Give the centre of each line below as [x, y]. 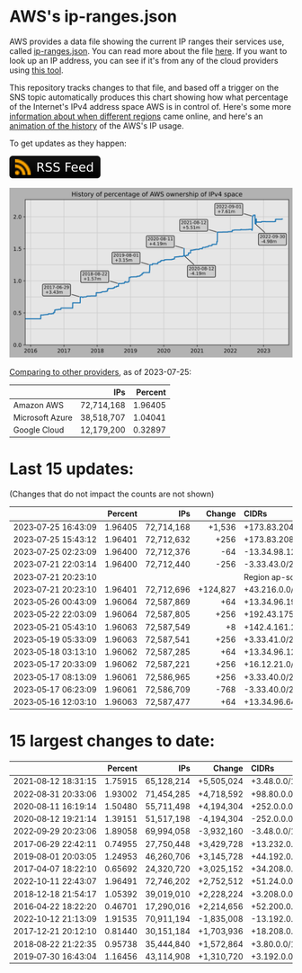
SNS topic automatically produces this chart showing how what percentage [149, 97]
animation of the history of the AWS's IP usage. [97, 125]
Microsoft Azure [43, 418]
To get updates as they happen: [68, 143]
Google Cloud [39, 430]
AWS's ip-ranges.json [93, 17]
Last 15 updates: [72, 469]
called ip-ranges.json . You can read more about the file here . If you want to [148, 50]
